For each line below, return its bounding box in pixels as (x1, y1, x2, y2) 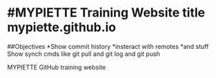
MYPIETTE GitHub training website (7, 63, 106, 71)
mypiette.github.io (7, 19, 117, 35)
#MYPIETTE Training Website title (7, 5, 206, 21)
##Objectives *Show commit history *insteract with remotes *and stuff (7, 42, 209, 50)
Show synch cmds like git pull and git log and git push (7, 50, 161, 58)
